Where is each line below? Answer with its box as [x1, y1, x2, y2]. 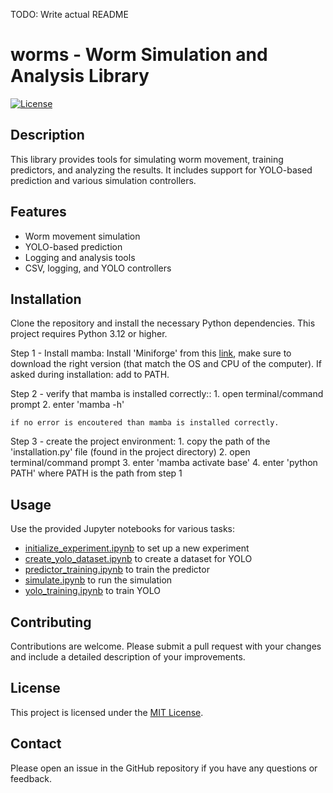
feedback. [10, 772, 52, 784]
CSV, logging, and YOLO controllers [24, 262, 172, 274]
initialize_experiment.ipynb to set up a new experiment [24, 542, 250, 554]
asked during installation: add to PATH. [10, 369, 170, 381]
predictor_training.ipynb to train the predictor [24, 564, 210, 576]
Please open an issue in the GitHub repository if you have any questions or [10, 762, 318, 774]
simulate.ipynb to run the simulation [24, 574, 173, 586]
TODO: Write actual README [10, 9, 129, 20]
